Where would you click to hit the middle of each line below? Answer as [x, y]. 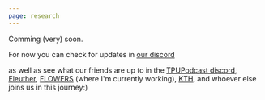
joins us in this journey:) [48, 87]
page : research [34, 16]
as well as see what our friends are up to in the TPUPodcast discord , [123, 70]
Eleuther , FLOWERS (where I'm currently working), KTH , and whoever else [132, 78]
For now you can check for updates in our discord [92, 54]
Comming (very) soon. [46, 39]
